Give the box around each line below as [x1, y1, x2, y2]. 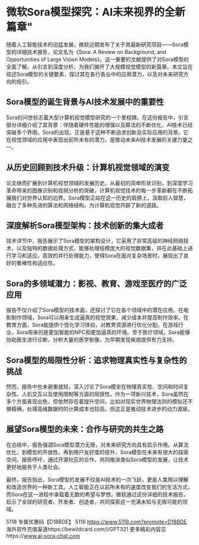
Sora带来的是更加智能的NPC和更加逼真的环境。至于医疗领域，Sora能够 [16, 329, 191, 336]
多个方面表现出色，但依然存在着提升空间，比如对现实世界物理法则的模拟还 [6, 398, 188, 405]
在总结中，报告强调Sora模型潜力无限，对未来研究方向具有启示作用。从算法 [6, 441, 189, 448]
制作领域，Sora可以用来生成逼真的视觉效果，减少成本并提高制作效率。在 [11, 314, 189, 321]
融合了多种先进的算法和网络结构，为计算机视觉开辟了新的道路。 [6, 201, 162, 209]
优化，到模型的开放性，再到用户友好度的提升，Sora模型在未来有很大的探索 [6, 448, 189, 456]
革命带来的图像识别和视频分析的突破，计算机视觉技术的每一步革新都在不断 [6, 187, 188, 194]
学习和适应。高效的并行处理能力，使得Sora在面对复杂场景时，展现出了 [11, 252, 184, 259]
